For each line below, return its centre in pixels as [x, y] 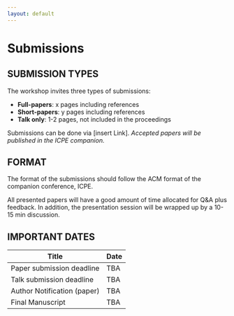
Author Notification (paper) [55, 291]
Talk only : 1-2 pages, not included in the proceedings [94, 119]
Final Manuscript [38, 303]
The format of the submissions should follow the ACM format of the [104, 179]
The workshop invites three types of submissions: [79, 91]
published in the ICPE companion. [56, 140]
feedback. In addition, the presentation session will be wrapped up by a [110, 208]
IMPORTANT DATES [51, 237]
